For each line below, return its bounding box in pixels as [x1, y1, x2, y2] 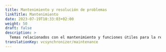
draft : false [5, 26, 32, 31]
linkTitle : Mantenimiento [5, 12, 58, 17]
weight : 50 [5, 21, 28, 26]
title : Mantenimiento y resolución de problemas [5, 7, 107, 12]
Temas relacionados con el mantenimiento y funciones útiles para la [9, 35, 156, 40]
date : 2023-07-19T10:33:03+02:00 [5, 16, 74, 21]
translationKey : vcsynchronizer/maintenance [5, 40, 98, 45]
